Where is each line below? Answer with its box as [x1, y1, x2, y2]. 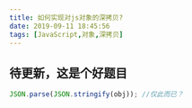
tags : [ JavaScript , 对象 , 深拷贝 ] [9, 30, 124, 39]
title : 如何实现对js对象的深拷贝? [9, 13, 124, 22]
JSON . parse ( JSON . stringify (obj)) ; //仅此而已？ [9, 90, 184, 99]
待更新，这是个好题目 [9, 65, 127, 81]
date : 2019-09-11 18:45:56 [9, 22, 110, 31]
